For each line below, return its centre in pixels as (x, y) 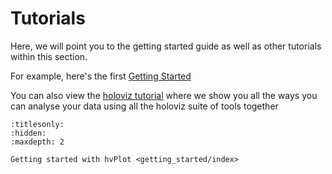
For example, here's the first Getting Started (101, 76)
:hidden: (28, 133)
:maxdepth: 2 (37, 142)
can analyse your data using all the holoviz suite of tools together (144, 106)
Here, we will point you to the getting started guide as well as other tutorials (166, 46)
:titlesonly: (37, 124)
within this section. (49, 56)
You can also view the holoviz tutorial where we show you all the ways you (164, 95)
